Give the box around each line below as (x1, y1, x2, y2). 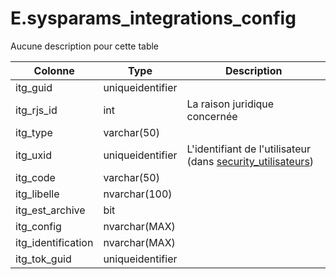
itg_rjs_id (15, 103, 58, 117)
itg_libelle (15, 187, 60, 201)
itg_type (15, 125, 53, 139)
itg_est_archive (15, 203, 86, 217)
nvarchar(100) (103, 187, 173, 201)
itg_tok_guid (15, 252, 72, 266)
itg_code (15, 170, 56, 184)
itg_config (15, 219, 62, 233)
